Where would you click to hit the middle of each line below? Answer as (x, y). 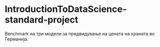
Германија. (17, 39)
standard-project (42, 20)
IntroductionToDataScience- (66, 9)
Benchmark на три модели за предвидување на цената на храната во (80, 33)
